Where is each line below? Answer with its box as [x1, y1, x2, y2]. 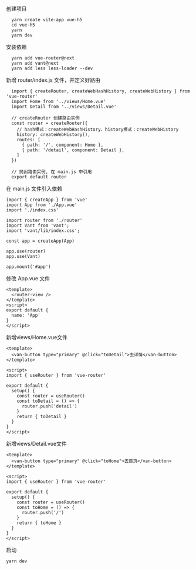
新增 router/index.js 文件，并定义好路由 [6, 77, 101, 84]
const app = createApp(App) [6, 238, 75, 244]
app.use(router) [6, 248, 46, 254]
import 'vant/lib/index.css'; [6, 228, 80, 234]
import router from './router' [6, 217, 83, 223]
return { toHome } [16, 520, 62, 526]
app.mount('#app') [6, 264, 51, 270]
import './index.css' [6, 207, 59, 213]
